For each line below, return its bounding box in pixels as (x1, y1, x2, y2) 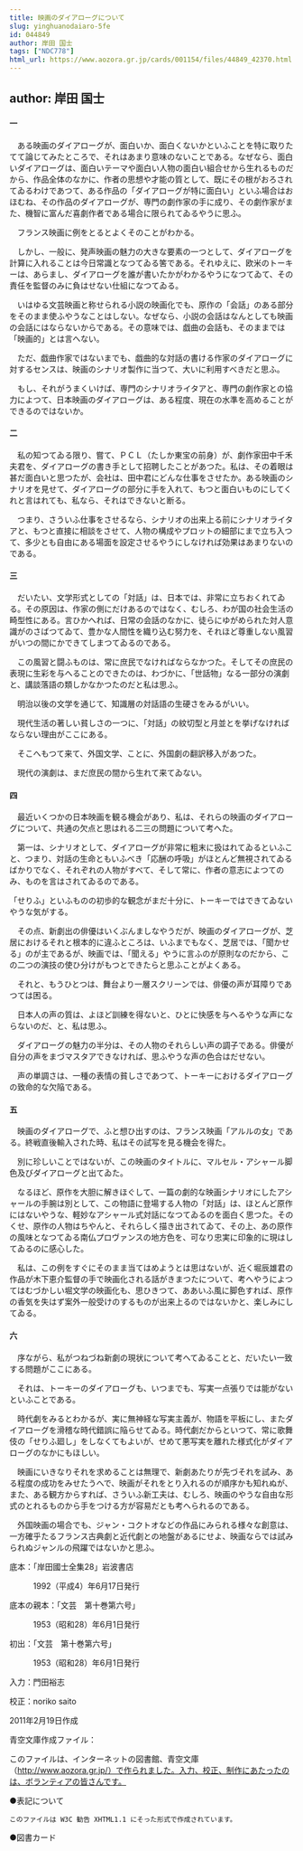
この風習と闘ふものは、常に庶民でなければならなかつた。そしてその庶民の (16, 656, 294, 667)
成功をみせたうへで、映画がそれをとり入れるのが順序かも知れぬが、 (40, 1478, 293, 1488)
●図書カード (9, 1832, 57, 1843)
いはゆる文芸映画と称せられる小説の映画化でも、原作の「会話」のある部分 (16, 299, 294, 310)
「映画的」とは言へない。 (9, 333, 105, 344)
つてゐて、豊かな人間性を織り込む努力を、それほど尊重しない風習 (48, 626, 294, 637)
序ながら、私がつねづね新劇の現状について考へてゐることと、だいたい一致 (16, 1352, 293, 1363)
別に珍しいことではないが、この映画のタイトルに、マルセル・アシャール (16, 1157, 286, 1167)
